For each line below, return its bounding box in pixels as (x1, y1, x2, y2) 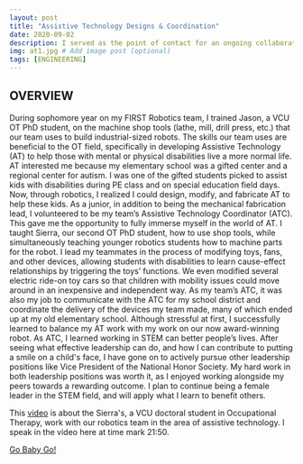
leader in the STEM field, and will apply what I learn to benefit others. (9, 389, 266, 401)
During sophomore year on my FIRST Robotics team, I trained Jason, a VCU (9, 112, 290, 123)
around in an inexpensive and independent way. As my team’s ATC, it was (9, 285, 282, 296)
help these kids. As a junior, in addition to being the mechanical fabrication (9, 198, 287, 209)
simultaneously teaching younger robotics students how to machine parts (9, 236, 283, 248)
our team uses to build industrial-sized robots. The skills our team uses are (9, 132, 287, 142)
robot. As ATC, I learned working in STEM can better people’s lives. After (9, 332, 279, 343)
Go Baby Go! (9, 443, 57, 455)
